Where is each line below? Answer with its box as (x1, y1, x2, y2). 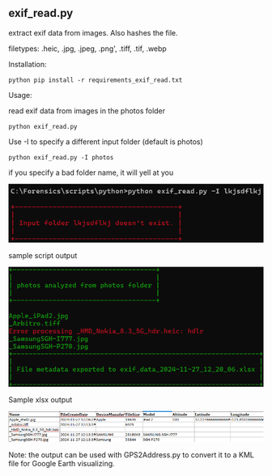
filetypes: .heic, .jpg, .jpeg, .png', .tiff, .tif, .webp (8, 44, 168, 53)
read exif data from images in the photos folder (8, 105, 166, 116)
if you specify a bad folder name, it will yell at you (8, 168, 174, 177)
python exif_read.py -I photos (8, 153, 114, 161)
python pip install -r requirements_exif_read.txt (8, 76, 183, 84)
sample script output (8, 251, 78, 261)
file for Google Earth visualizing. (8, 458, 115, 468)
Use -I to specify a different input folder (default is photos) (8, 137, 204, 147)
